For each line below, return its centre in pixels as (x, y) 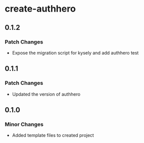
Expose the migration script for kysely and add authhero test (75, 53)
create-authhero (40, 9)
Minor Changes (24, 124)
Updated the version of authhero (46, 94)
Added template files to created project (53, 135)
